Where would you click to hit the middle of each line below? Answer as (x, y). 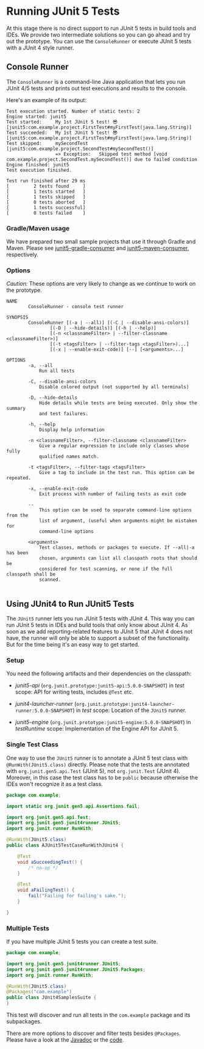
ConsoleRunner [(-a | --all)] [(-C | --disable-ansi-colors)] (109, 323)
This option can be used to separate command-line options (115, 510)
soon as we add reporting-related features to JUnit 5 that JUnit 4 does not (100, 632)
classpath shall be (31, 574)
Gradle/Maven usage (38, 228)
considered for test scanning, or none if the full (106, 569)
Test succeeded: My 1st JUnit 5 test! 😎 (62, 133)
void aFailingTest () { (46, 890)
